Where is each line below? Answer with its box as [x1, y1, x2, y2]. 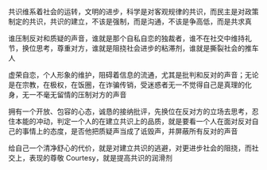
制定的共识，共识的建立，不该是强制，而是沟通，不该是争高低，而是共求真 [8, 17, 252, 26]
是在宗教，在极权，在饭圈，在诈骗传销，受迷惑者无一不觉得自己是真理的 [8, 80, 245, 89]
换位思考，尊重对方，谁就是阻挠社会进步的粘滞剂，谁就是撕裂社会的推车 [21, 43, 259, 53]
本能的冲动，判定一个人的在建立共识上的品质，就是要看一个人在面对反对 [14, 117, 252, 126]
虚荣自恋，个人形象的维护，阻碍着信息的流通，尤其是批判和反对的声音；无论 [8, 70, 259, 79]
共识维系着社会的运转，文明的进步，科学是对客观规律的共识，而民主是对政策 [8, 7, 259, 16]
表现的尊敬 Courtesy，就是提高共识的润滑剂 [29, 153, 173, 162]
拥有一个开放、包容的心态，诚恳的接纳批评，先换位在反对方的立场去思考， [8, 107, 252, 116]
